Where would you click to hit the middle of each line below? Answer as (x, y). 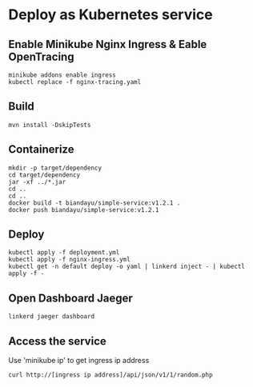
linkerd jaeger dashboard (51, 317)
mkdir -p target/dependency (55, 168)
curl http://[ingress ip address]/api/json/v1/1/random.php (111, 375)
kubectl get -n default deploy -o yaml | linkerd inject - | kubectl (127, 267)
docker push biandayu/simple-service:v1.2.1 (84, 209)
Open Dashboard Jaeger (71, 298)
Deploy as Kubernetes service (111, 15)
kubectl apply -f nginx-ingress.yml (69, 260)
